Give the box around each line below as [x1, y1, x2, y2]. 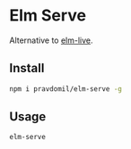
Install [9, 61, 45, 76]
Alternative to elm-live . [9, 35, 93, 46]
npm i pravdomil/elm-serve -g [9, 84, 123, 94]
